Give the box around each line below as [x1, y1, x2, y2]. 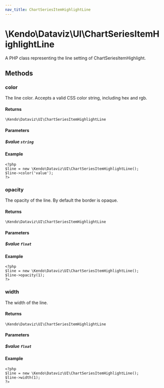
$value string [5, 138, 34, 145]
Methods [5, 69, 33, 78]
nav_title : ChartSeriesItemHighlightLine [5, 7, 91, 12]
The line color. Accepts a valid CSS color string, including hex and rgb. [5, 95, 147, 101]
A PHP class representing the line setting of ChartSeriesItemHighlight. [5, 55, 146, 61]
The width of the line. [5, 300, 48, 306]
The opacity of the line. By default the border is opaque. [5, 197, 118, 203]
